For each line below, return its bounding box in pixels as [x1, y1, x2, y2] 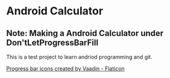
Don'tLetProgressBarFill [6, 37, 98, 47]
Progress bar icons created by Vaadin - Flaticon [6, 65, 125, 72]
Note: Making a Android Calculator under [6, 28, 164, 38]
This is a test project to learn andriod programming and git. [6, 53, 153, 61]
